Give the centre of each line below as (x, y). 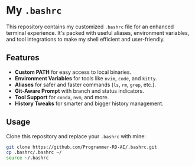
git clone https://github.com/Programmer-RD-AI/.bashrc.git (82, 147)
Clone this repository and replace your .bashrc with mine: (76, 136)
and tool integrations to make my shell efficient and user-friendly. (86, 39)
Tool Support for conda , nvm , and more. (62, 97)
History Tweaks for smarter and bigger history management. (89, 103)
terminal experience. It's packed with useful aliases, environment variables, (98, 32)
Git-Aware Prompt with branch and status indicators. (79, 91)
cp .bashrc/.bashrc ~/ (34, 152)
